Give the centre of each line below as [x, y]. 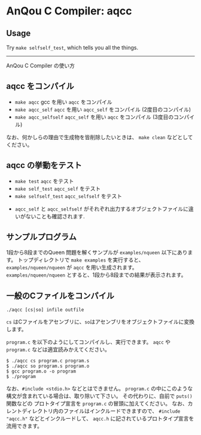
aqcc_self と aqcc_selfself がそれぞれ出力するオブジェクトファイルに [102, 209]
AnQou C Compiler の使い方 [41, 65]
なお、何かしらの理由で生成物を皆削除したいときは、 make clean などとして [100, 137]
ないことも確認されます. [55, 216]
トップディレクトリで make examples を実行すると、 [81, 260]
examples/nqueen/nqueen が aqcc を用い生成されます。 [72, 268]
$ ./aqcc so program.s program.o [48, 366]
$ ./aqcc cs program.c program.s [48, 361]
